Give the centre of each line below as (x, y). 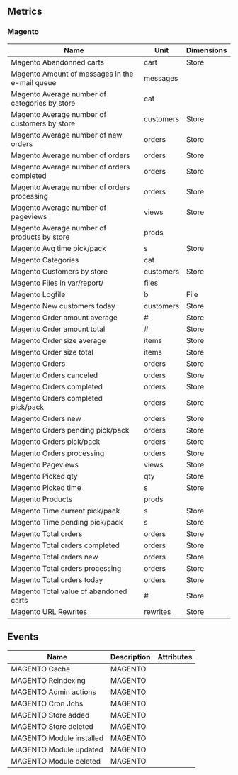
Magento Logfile (38, 294)
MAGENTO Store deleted (52, 726)
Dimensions (206, 50)
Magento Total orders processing (66, 568)
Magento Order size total (52, 352)
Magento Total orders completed (66, 545)
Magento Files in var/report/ (57, 283)
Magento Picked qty (44, 476)
